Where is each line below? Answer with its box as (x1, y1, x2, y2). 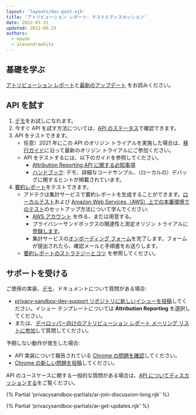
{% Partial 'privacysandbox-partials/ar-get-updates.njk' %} (6, 403, 150, 410)
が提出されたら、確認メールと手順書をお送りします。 (32, 242, 161, 249)
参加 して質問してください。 (25, 327, 92, 334)
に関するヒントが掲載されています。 (37, 176, 125, 183)
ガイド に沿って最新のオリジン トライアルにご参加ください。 (28, 147, 175, 154)
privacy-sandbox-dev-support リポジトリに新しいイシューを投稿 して (14, 298, 182, 305)
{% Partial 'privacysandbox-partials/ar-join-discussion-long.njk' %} (6, 391, 170, 398)
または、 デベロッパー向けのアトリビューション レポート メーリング (14, 320, 178, 327)
